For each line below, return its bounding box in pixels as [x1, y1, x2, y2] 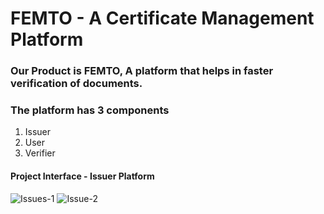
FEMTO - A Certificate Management [10, 7, 315, 30]
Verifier [24, 147, 56, 159]
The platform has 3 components [10, 103, 170, 117]
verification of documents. [10, 77, 143, 91]
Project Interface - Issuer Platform [10, 170, 155, 182]
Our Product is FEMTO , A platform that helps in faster [10, 64, 274, 78]
